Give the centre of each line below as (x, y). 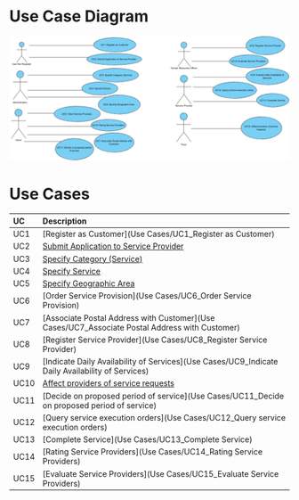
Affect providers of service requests (109, 383)
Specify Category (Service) (93, 258)
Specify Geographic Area (89, 283)
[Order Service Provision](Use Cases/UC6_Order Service (147, 296)
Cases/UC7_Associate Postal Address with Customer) (141, 327)
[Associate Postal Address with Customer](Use (129, 317)
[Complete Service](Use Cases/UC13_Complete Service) (147, 439)
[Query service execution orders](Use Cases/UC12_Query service (164, 417)
